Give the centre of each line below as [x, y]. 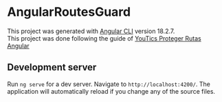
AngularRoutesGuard [69, 12]
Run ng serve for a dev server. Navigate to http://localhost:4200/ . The [109, 84]
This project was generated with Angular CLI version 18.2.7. [91, 31]
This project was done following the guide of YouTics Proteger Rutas [104, 38]
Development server [52, 67]
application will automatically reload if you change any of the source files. [111, 91]
